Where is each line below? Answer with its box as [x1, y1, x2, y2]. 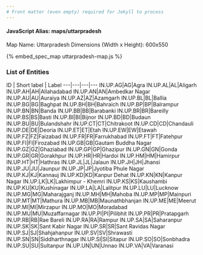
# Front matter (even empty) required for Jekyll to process [6, 8, 164, 15]
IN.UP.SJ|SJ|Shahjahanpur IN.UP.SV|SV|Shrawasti [6, 229, 133, 236]
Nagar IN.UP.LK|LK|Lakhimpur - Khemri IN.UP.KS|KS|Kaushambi [6, 178, 168, 185]
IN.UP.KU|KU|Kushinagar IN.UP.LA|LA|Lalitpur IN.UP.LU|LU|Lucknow [6, 184, 179, 192]
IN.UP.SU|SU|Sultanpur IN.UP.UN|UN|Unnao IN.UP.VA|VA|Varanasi [6, 242, 174, 250]
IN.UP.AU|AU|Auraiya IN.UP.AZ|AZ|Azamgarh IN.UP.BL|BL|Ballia [6, 94, 167, 102]
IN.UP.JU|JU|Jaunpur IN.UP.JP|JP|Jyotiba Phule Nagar [6, 165, 144, 172]
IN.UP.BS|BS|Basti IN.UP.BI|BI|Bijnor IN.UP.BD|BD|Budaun [6, 114, 151, 121]
